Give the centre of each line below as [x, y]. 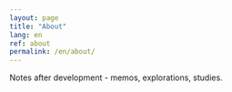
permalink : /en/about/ [52, 52]
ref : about [30, 43]
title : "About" [38, 26]
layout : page [34, 18]
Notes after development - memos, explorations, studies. [116, 77]
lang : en [26, 35]
